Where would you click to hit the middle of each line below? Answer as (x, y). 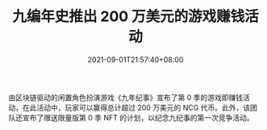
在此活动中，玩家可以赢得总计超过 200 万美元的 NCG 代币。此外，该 (136, 107)
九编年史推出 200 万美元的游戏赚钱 (128, 17)
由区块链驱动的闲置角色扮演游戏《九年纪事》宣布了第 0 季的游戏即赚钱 (126, 97)
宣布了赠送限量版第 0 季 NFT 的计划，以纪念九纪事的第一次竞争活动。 (138, 117)
